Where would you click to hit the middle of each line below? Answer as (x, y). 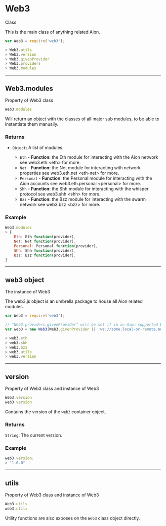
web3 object (25, 280)
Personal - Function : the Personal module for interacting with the (86, 178)
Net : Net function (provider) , (45, 241)
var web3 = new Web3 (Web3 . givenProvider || (51, 330)
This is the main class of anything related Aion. (53, 32)
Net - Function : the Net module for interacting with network (80, 168)
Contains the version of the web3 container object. (56, 412)
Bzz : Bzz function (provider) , (45, 255)
